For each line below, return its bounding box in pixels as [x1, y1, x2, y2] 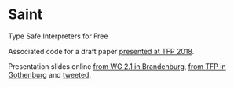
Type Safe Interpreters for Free [8, 31, 108, 41]
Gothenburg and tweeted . [8, 70, 92, 79]
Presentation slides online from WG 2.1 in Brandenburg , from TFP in [8, 61, 226, 71]
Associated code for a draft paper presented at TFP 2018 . [8, 46, 195, 56]
